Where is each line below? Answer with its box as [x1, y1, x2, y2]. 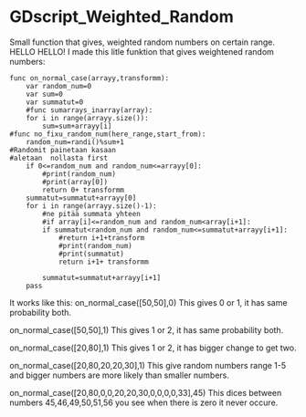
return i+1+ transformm [58, 257, 149, 266]
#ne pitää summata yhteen [42, 209, 142, 218]
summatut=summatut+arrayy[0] [26, 193, 137, 203]
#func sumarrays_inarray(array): [26, 105, 153, 115]
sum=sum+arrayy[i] [42, 121, 112, 130]
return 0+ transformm [42, 185, 125, 194]
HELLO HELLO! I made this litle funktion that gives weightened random [9, 46, 274, 57]
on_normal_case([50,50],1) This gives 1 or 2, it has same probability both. [9, 324, 284, 335]
